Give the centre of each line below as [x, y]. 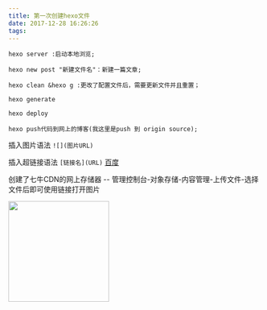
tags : [17, 31]
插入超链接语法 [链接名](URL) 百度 [64, 163]
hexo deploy [28, 114]
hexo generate [32, 100]
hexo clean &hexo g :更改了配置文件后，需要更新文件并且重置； [104, 85]
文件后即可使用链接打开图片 [54, 189]
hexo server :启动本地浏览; [51, 54]
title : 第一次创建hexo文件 [49, 16]
